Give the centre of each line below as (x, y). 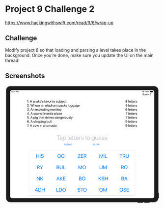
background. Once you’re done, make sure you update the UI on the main (79, 55)
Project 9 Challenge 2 (50, 9)
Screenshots (25, 76)
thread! (12, 60)
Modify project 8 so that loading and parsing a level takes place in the (76, 50)
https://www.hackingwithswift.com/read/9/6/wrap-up (59, 23)
